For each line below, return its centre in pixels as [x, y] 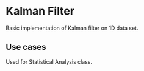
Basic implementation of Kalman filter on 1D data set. [72, 28]
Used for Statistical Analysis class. [49, 61]
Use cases [26, 47]
